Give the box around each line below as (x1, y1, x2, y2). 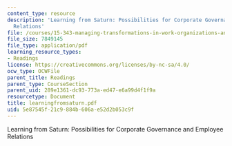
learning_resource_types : (7, 49, 81, 56)
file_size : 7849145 (7, 36, 64, 43)
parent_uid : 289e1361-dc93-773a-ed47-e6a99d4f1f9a (7, 87, 156, 94)
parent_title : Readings (7, 74, 76, 81)
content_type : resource (7, 10, 76, 17)
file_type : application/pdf (7, 42, 88, 49)
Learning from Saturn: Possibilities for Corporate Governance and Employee (7, 125, 224, 133)
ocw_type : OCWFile (7, 67, 60, 74)
